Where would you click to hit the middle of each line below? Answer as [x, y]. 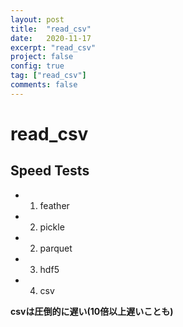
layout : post [37, 19]
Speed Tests [50, 171]
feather [54, 205]
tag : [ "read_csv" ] [48, 76]
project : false [42, 57]
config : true [37, 66]
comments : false [44, 85]
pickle [52, 227]
